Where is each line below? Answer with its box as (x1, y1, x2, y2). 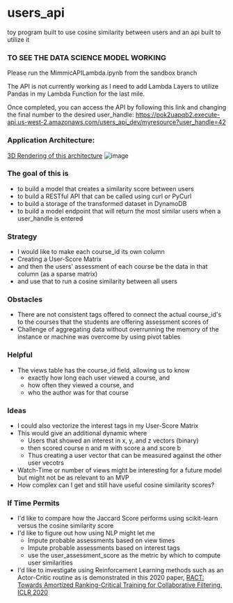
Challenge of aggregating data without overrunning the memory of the (17, 325, 219, 334)
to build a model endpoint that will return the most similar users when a (17, 207, 221, 215)
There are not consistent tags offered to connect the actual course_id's (17, 311, 222, 319)
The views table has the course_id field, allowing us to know (17, 366, 190, 374)
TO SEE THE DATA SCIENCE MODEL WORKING (7, 52, 167, 62)
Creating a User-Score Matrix (17, 255, 102, 263)
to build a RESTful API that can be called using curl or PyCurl (17, 192, 192, 200)
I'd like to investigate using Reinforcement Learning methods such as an (17, 566, 224, 574)
